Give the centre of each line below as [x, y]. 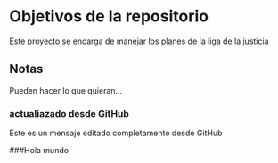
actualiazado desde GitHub [69, 113]
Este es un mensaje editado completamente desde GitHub [116, 133]
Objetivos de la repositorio [109, 16]
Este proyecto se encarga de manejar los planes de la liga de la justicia [139, 41]
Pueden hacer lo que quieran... [66, 90]
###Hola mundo [39, 151]
